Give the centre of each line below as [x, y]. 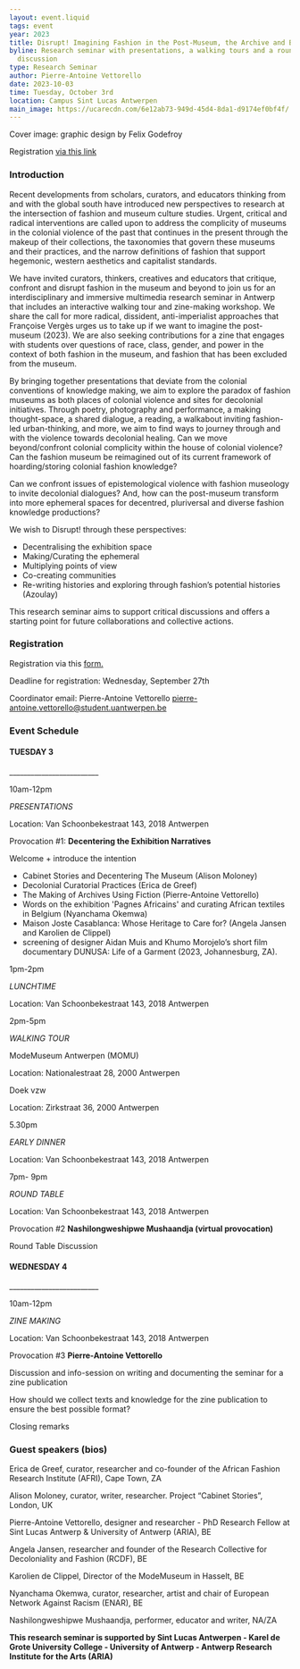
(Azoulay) [40, 594]
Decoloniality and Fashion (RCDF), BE [78, 1559]
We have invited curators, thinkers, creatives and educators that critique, [143, 278]
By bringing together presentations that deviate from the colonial [128, 381]
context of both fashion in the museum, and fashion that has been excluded [148, 354]
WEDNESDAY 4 [38, 1266]
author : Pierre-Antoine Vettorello [75, 76]
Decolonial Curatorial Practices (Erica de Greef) [110, 885]
